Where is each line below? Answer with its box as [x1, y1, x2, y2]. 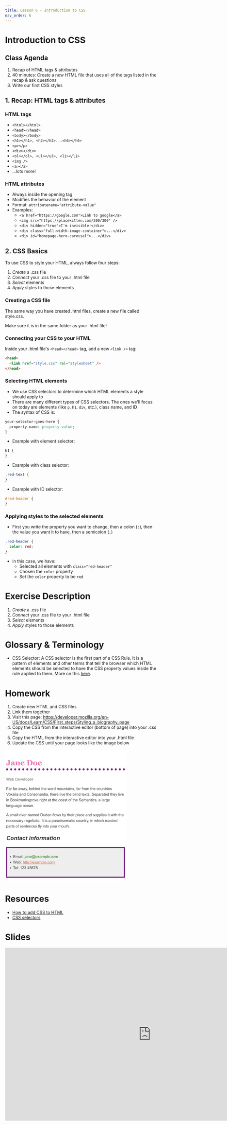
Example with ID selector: [12, 486, 63, 492]
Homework [5, 688, 50, 699]
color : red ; [9, 544, 34, 549]
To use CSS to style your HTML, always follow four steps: [5, 260, 120, 266]
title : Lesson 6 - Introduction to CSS [5, 8, 86, 13]
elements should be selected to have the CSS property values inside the [12, 666, 157, 671]
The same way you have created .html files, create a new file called [5, 308, 140, 314]
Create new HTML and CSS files [12, 704, 77, 710]
